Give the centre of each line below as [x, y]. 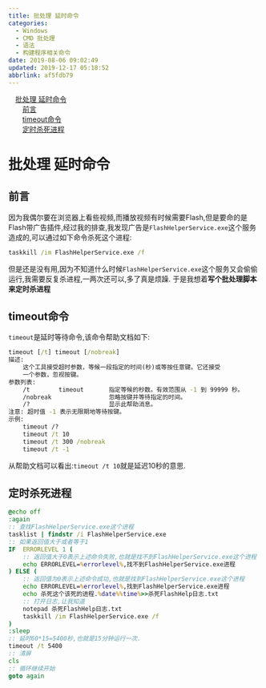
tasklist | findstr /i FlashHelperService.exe [87, 534]
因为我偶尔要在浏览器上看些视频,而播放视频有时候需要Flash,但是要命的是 [128, 217]
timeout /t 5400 [35, 646]
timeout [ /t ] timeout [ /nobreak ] [64, 352]
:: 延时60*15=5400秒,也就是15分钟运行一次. [75, 639]
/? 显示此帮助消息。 [90, 404]
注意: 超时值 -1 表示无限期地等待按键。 [67, 412]
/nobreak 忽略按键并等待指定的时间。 [105, 397]
